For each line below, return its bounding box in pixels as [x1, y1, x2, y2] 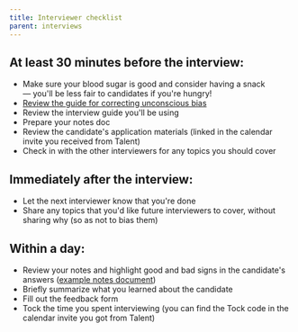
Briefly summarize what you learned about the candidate [22, 283, 233, 294]
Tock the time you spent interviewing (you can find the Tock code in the [22, 302, 290, 313]
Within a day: [9, 240, 86, 256]
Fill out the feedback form [22, 293, 119, 304]
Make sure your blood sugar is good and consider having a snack [22, 78, 266, 90]
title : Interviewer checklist [9, 13, 123, 22]
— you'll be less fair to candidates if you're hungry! [22, 88, 212, 99]
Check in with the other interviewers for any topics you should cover [22, 146, 276, 157]
